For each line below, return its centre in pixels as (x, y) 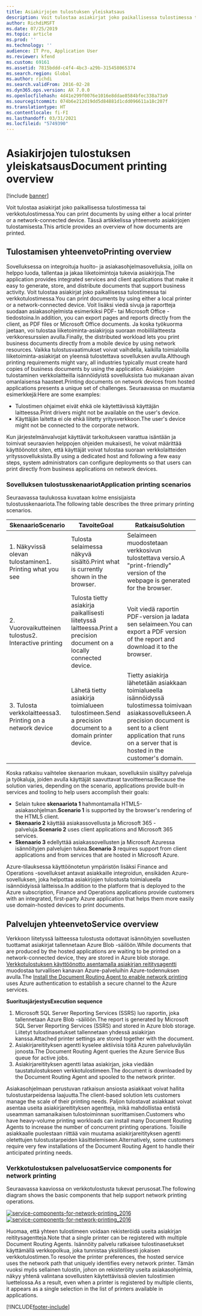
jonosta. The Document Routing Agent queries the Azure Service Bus (100, 1051)
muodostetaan (148, 543)
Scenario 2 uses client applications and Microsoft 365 (106, 830)
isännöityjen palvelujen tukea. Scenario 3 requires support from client (101, 849)
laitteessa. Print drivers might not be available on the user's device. (97, 412)
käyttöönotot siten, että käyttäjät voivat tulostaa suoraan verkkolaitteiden (96, 450)
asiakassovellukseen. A (159, 713)
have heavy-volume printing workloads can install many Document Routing (99, 1120)
